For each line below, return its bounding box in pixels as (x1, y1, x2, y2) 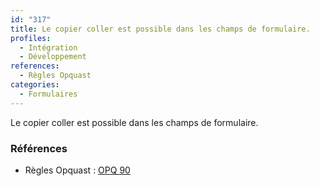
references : (10, 61, 60, 71)
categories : (10, 80, 60, 90)
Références (10, 141, 68, 155)
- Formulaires (19, 89, 78, 99)
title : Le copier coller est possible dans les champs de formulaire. (10, 24, 311, 34)
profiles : (10, 33, 52, 43)
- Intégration (19, 42, 78, 53)
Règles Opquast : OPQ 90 (24, 164, 131, 176)
